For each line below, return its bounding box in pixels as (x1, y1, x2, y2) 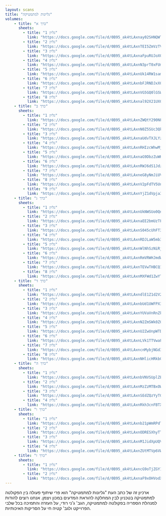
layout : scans (5, 7, 35, 12)
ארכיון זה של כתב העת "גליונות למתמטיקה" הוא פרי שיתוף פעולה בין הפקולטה (5, 489, 149, 495)
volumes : (5, 16, 23, 21)
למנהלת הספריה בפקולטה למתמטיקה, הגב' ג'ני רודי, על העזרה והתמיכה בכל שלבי (5, 500, 157, 506)
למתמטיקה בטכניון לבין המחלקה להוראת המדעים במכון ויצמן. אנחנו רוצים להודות (5, 495, 155, 501)
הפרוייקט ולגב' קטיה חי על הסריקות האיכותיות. (5, 505, 91, 511)
